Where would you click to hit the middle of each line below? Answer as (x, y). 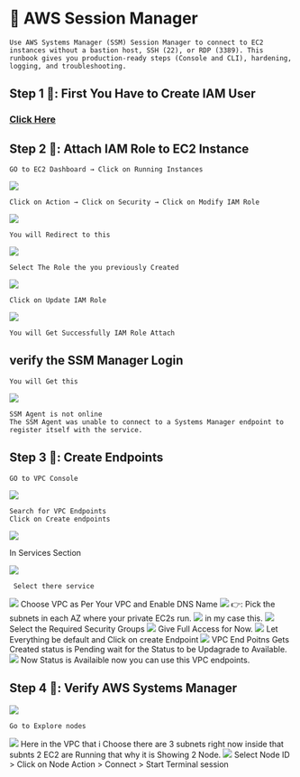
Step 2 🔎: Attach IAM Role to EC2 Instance (129, 148)
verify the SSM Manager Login (96, 361)
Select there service (54, 586)
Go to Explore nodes (48, 726)
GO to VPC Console (44, 478)
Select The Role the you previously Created (94, 268)
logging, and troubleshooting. (68, 66)
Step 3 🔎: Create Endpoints (86, 458)
